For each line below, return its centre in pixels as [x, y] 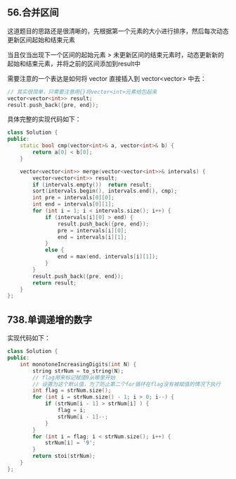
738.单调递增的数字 [50, 319]
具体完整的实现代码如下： [44, 119]
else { [54, 250]
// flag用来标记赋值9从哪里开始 [74, 378]
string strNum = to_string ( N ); [78, 371]
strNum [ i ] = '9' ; [70, 443]
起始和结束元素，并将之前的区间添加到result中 [74, 63]
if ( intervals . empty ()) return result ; [92, 185]
